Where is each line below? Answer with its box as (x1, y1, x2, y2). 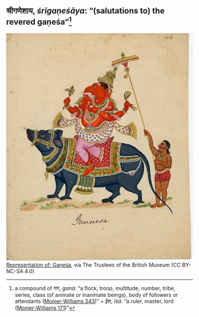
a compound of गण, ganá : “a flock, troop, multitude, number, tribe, (14, 284, 176, 292)
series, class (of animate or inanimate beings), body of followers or (14, 291, 178, 298)
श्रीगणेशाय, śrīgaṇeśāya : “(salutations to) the (6, 6, 165, 16)
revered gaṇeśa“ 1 (6, 15, 72, 27)
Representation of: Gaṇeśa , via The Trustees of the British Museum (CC (6, 261, 181, 268)
